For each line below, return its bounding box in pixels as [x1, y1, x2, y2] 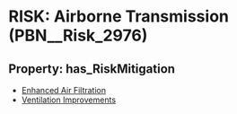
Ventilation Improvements [21, 94, 117, 105]
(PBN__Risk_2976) [8, 25, 148, 46]
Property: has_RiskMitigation [8, 61, 176, 76]
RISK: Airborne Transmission [8, 6, 230, 27]
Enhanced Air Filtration [21, 85, 107, 95]
